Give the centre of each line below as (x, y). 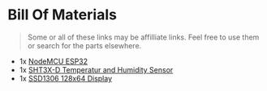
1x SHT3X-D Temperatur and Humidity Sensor (96, 69)
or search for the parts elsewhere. (84, 45)
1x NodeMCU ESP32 (54, 61)
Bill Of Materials (62, 15)
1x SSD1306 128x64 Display (66, 78)
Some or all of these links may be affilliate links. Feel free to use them (143, 37)
